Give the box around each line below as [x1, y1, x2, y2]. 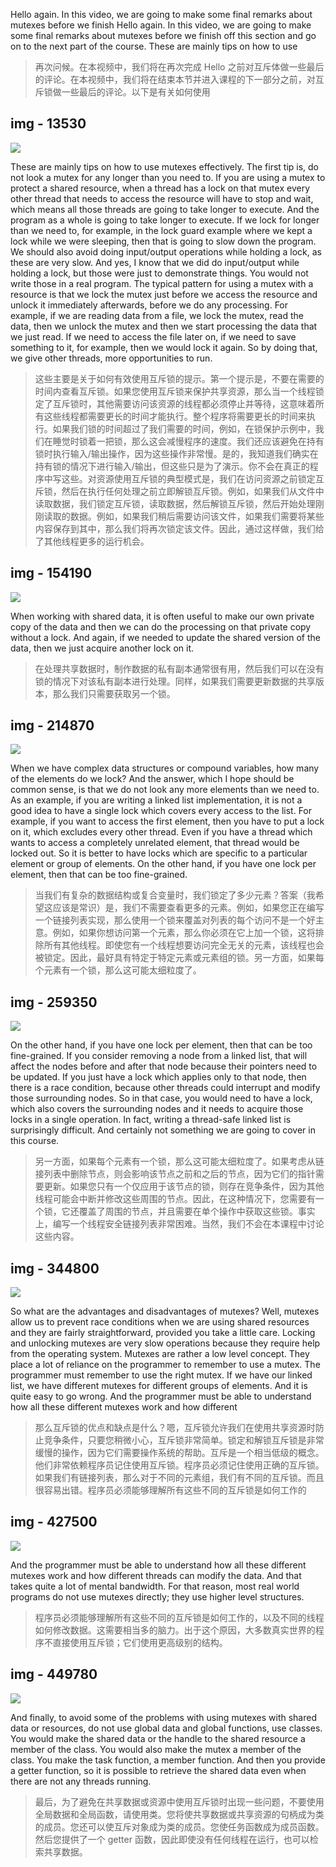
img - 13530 [10, 115, 87, 133]
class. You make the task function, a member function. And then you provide [10, 1754, 326, 1766]
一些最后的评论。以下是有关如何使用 [61, 86, 211, 98]
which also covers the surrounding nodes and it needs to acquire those [10, 1103, 304, 1115]
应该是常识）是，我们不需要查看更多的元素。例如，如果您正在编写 [52, 902, 325, 914]
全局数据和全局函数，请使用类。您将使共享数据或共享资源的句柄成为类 [34, 1808, 325, 1820]
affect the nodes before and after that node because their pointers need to [10, 1060, 318, 1073]
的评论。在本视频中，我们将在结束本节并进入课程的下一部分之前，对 [34, 74, 316, 85]
